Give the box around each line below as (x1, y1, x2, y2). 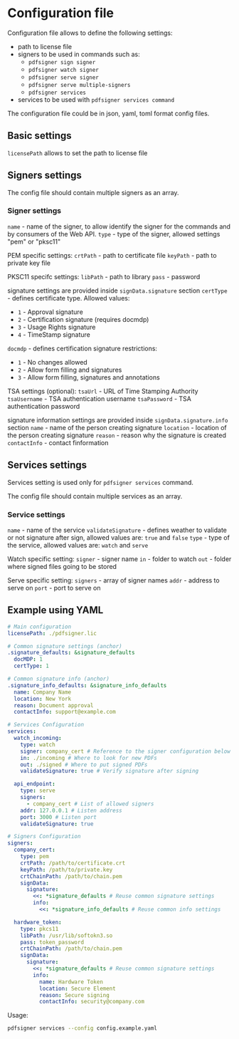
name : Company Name (14, 689, 72, 696)
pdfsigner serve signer (28, 73, 100, 81)
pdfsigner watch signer (28, 66, 100, 73)
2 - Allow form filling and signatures (17, 365, 122, 374)
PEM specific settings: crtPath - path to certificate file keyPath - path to (7, 251, 217, 259)
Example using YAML (7, 604, 104, 617)
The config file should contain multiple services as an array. (7, 491, 183, 500)
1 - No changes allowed (17, 357, 87, 366)
